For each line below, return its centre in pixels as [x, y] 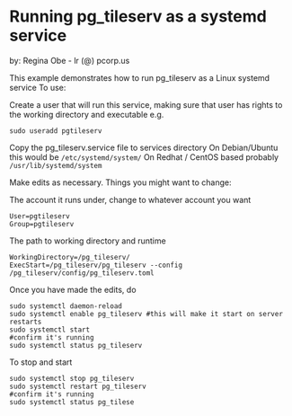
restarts [26, 322]
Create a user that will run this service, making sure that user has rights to [146, 104]
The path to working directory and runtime [88, 241]
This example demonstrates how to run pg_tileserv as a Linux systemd [140, 77]
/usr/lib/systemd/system [56, 165]
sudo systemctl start [50, 330]
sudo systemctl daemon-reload [66, 306]
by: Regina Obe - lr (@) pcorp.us [70, 60]
